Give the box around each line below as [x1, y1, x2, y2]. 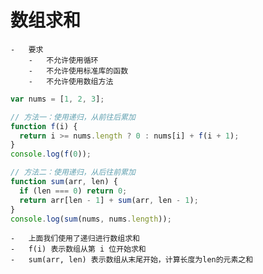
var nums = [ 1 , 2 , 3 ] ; [10, 94, 105, 104]
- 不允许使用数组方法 [28, 76, 114, 86]
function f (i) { [10, 121, 78, 131]
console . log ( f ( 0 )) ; [10, 149, 92, 160]
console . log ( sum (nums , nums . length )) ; [10, 214, 172, 224]
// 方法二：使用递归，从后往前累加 [10, 167, 136, 178]
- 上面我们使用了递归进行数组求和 [10, 234, 140, 244]
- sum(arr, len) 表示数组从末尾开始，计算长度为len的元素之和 [10, 255, 254, 265]
